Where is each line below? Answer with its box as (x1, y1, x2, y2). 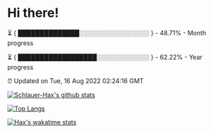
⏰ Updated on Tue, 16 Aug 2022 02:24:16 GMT (7, 76, 144, 85)
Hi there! (7, 5, 59, 21)
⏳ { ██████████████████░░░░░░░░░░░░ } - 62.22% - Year (7, 53, 203, 61)
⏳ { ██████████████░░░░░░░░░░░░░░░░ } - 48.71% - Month (7, 28, 207, 37)
